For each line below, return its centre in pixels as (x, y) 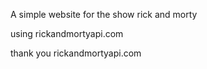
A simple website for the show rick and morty (104, 14)
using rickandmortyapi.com (67, 33)
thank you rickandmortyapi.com (76, 53)
